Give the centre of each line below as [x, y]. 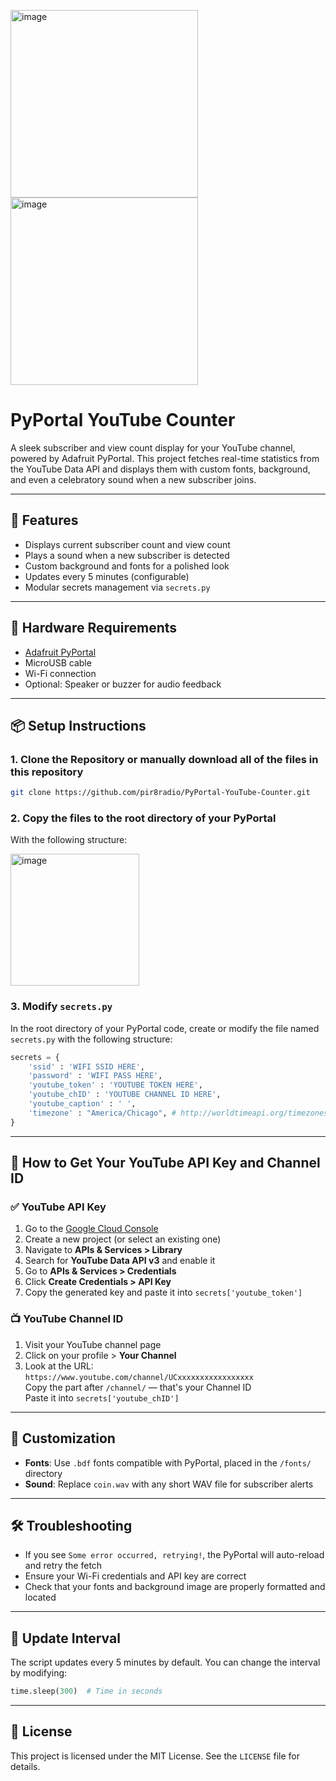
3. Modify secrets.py [61, 1007]
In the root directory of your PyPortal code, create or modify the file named [165, 1028]
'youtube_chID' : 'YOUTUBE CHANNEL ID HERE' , [125, 1095]
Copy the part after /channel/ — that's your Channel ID [138, 1387]
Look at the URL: [59, 1366]
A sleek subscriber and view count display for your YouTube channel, [153, 447]
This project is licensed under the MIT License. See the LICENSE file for [155, 1756]
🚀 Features [44, 520]
